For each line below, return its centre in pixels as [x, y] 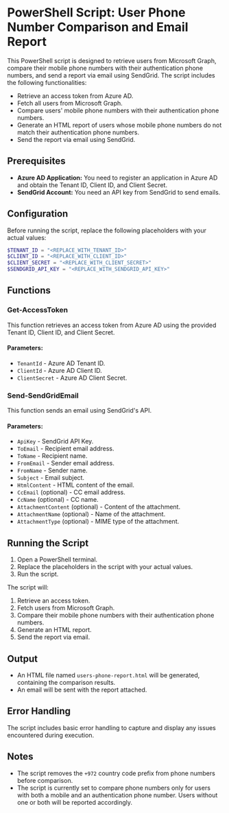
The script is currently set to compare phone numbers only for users [114, 788]
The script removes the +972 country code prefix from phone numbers [116, 773]
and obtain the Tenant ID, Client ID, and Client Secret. [92, 185]
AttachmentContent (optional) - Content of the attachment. [98, 507]
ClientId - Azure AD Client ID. [60, 370]
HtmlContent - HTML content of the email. [76, 485]
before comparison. [45, 780]
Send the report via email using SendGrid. [76, 139]
